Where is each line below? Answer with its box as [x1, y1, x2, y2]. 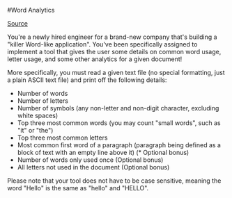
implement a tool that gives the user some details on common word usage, [7, 48, 222, 56]
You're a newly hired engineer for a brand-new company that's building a [7, 33, 217, 41]
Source [7, 19, 28, 27]
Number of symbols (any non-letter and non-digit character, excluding [17, 104, 219, 112]
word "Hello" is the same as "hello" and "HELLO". [7, 184, 149, 192]
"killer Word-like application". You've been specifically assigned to [7, 40, 198, 48]
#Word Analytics [7, 6, 55, 14]
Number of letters [17, 97, 68, 105]
